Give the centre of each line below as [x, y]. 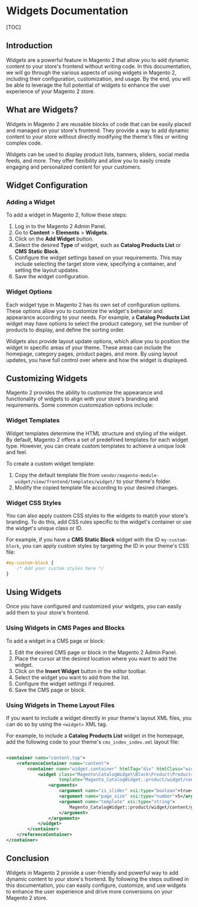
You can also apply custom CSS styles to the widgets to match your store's [97, 515]
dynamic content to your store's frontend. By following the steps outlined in [98, 879]
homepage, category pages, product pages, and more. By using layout [92, 354]
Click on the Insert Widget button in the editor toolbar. [81, 671]
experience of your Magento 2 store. [51, 91]
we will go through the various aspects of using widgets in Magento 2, [91, 73]
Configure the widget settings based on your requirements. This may [98, 258]
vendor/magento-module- [130, 475]
